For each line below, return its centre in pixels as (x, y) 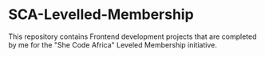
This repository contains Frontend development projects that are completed (132, 36)
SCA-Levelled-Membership (101, 15)
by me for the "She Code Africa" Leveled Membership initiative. (113, 44)
